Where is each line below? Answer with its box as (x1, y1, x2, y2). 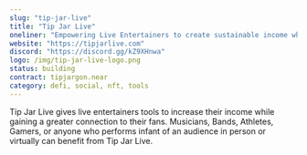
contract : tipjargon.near (9, 73, 108, 82)
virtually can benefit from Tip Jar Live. (9, 135, 153, 146)
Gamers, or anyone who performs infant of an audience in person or (9, 125, 267, 137)
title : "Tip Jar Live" (9, 22, 96, 31)
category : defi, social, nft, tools (9, 81, 149, 90)
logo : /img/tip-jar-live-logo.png (9, 56, 142, 65)
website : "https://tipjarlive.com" (9, 38, 145, 48)
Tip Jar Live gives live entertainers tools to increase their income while (9, 106, 275, 117)
